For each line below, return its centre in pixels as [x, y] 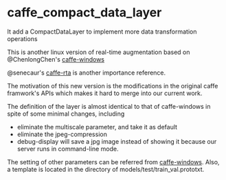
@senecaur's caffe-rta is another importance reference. [87, 73]
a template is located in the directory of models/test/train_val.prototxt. [106, 169]
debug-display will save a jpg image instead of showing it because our [117, 141]
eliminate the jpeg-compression [62, 134]
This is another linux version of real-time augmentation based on [99, 52]
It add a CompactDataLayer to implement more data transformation [102, 31]
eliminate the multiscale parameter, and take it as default [97, 127]
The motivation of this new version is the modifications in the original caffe [113, 86]
